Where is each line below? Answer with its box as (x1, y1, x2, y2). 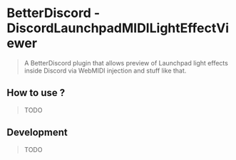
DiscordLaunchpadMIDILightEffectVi (6, 20, 230, 36)
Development (6, 127, 68, 139)
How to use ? (6, 87, 66, 99)
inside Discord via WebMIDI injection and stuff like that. (24, 66, 187, 75)
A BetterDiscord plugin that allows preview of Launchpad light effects (24, 58, 229, 67)
